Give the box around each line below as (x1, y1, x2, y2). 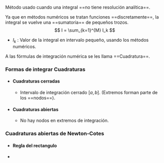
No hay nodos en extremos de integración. (20, 118, 109, 124)
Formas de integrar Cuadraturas (5, 65, 86, 72)
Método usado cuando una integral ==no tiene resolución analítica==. (5, 5, 150, 10)
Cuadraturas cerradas (12, 78, 60, 85)
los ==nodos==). (20, 95, 56, 101)
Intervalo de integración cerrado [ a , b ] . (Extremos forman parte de (20, 89, 158, 95)
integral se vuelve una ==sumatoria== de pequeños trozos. (5, 20, 129, 25)
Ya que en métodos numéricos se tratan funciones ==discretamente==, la (5, 14, 159, 20)
